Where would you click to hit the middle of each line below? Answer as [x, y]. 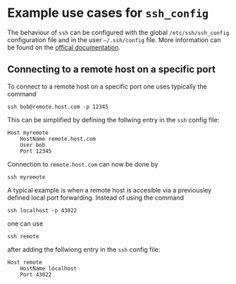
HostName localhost [49, 269]
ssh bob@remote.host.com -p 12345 [58, 107]
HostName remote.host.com [58, 138]
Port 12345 [36, 151]
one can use [25, 224]
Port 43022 [36, 275]
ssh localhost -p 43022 [42, 210]
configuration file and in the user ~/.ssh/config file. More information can [114, 39]
